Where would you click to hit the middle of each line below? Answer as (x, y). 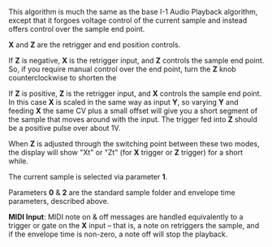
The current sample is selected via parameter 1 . (88, 177)
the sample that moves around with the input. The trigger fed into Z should (133, 119)
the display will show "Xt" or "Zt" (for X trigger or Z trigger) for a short (126, 152)
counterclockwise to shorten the (63, 78)
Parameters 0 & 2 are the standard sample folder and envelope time (122, 193)
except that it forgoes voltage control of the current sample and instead (128, 20)
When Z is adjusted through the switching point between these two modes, (134, 144)
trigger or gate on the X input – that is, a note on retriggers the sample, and (134, 225)
